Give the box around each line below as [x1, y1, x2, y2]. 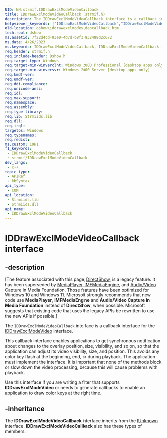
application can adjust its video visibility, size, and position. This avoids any [5, 348, 160, 354]
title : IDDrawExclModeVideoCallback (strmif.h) [5, 12, 106, 17]
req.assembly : [5, 105, 35, 110]
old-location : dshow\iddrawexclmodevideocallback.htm [5, 26, 119, 31]
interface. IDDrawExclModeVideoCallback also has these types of [5, 423, 142, 429]
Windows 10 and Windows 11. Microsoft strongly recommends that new [5, 292, 151, 298]
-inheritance [5, 404, 45, 413]
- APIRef [7, 174, 26, 179]
